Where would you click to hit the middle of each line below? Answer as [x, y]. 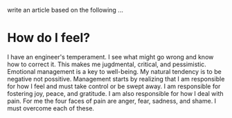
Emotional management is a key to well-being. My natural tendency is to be [114, 71]
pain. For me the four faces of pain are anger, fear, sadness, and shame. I [112, 101]
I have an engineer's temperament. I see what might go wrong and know [110, 57]
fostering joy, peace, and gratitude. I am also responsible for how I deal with [115, 93]
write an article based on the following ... [65, 10]
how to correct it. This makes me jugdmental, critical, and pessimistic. [107, 64]
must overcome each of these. [51, 108]
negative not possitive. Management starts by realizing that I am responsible [116, 79]
